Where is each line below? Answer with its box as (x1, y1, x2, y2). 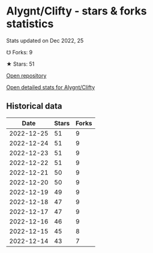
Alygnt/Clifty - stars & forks (6, 4, 147, 18)
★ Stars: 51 (6, 60, 35, 67)
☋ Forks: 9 (6, 48, 33, 55)
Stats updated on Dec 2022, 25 (6, 37, 84, 44)
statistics (6, 17, 54, 31)
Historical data (6, 101, 62, 111)
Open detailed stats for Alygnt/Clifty (6, 83, 95, 91)
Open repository (6, 72, 47, 79)
